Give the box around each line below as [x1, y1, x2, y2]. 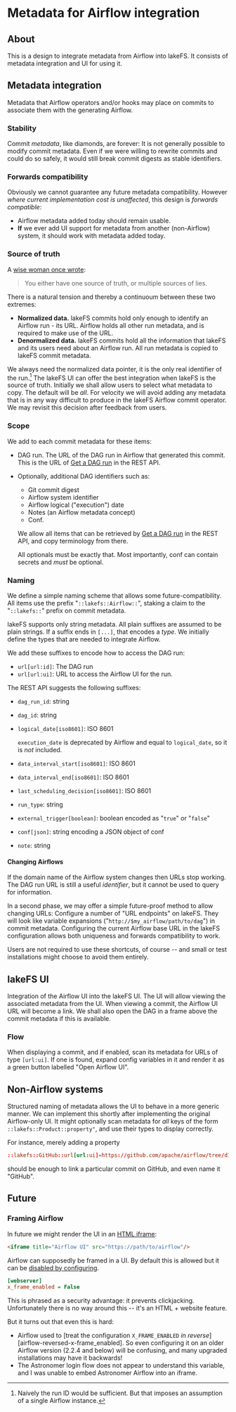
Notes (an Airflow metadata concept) [27, 508, 136, 516]
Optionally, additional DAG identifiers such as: [17, 472, 150, 480]
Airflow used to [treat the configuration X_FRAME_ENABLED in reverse [17, 1331, 209, 1340]
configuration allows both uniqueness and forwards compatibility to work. [7, 932, 221, 940]
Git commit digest [27, 485, 79, 494]
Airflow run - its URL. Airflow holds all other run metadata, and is [17, 321, 205, 329]
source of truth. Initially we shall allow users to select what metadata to [7, 381, 213, 389]
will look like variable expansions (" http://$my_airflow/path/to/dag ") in [7, 916, 216, 925]
